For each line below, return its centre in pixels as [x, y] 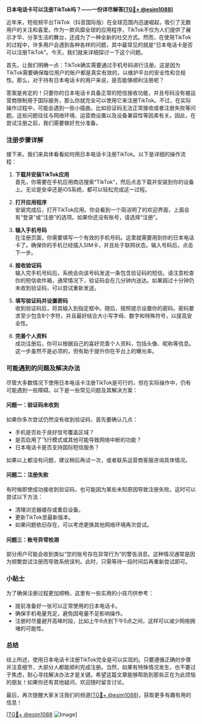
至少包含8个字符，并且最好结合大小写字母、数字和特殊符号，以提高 [104, 316]
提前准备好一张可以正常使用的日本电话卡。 [68, 606]
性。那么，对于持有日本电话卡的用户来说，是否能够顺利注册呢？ [85, 80]
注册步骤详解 [25, 140]
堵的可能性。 [31, 628]
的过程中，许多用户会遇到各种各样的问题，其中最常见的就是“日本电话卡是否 [100, 45]
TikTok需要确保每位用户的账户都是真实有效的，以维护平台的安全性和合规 [96, 72]
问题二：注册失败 [27, 475]
